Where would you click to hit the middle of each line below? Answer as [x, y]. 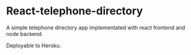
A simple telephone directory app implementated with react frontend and [96, 27]
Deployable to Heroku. [34, 45]
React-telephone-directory [75, 11]
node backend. [25, 33]
